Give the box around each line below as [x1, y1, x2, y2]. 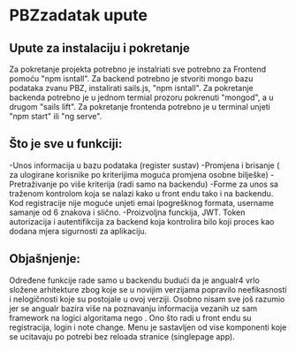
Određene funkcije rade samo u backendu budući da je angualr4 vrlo [9, 275, 261, 286]
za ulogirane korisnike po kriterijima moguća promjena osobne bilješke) [9, 169, 269, 179]
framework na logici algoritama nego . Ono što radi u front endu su [9, 312, 252, 323]
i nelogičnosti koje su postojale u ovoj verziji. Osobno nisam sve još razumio [9, 294, 285, 304]
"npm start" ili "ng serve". [9, 111, 102, 121]
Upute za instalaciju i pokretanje [9, 41, 190, 56]
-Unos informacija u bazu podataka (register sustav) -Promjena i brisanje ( [9, 160, 280, 171]
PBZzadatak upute [9, 5, 148, 26]
